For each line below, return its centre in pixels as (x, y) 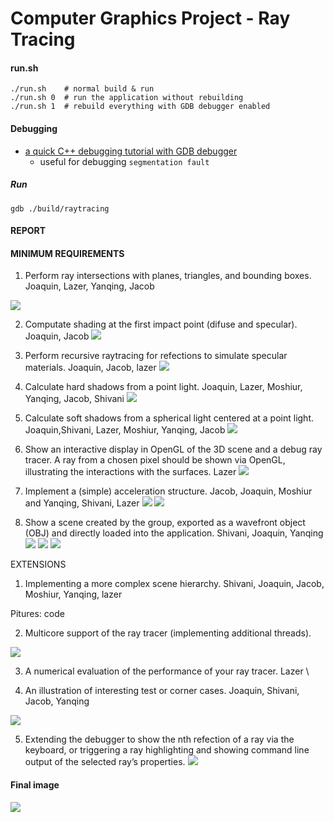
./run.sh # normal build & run (82, 89)
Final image (35, 784)
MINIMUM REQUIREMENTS (67, 253)
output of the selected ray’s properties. (105, 762)
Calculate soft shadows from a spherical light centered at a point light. (169, 418)
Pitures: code (37, 614)
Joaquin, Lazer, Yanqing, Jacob (89, 286)
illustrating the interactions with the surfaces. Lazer (130, 472)
